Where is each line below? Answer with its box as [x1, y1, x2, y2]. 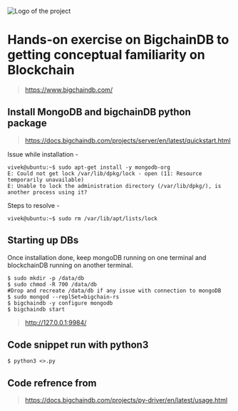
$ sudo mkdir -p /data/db [7, 274, 84, 281]
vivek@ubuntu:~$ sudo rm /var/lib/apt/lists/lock [7, 214, 158, 222]
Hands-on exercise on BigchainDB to [7, 32, 229, 48]
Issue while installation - [7, 150, 78, 158]
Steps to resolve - [7, 201, 60, 209]
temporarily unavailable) [7, 176, 84, 183]
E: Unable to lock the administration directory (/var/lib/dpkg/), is [7, 182, 222, 189]
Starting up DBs [7, 234, 79, 246]
